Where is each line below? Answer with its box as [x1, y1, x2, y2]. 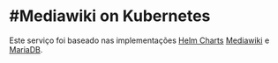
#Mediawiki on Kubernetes [9, 6, 211, 26]
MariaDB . [9, 44, 43, 54]
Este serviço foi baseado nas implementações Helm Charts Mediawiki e [9, 35, 270, 45]
